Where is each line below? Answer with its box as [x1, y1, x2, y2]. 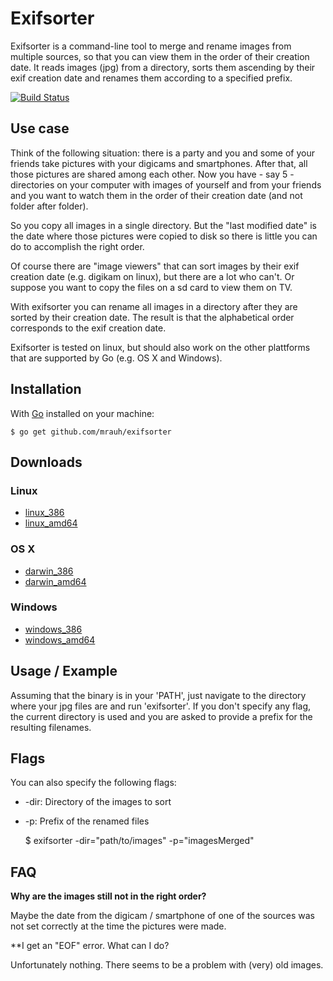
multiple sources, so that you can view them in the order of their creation [10, 50, 310, 62]
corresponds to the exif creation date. [10, 322, 167, 334]
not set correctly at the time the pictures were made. [10, 920, 227, 932]
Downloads [10, 453, 83, 471]
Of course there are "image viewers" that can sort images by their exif [10, 260, 300, 272]
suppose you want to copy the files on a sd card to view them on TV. [10, 281, 293, 293]
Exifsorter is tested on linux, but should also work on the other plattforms [10, 341, 311, 353]
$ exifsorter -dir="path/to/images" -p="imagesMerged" [24, 835, 255, 847]
